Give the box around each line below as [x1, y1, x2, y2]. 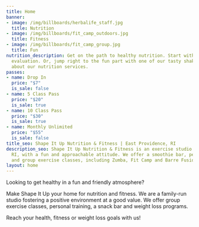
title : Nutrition [11, 25, 54, 31]
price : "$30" [11, 113, 44, 119]
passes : [6, 69, 25, 75]
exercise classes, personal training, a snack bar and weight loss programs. [6, 203, 188, 210]
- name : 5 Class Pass [6, 91, 60, 97]
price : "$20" [11, 96, 44, 102]
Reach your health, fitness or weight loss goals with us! [6, 214, 141, 222]
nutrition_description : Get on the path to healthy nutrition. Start [6, 53, 182, 59]
